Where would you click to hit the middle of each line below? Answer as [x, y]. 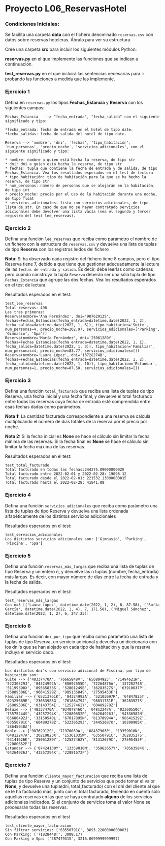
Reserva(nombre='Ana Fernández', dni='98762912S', [58, 316]
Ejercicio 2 [18, 228]
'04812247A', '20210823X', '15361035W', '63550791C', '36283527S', [76, 736]
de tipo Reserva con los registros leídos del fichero [57, 250]
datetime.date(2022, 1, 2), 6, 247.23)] [47, 613]
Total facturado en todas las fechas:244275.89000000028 [65, 470]
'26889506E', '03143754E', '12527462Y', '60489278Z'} [62, 705]
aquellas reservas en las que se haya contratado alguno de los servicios [79, 797]
